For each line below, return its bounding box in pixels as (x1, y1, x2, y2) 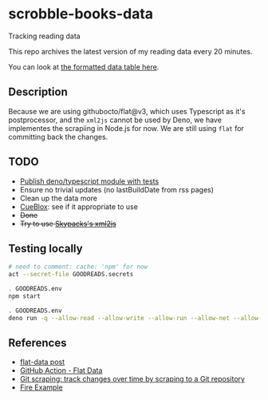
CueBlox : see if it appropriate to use (19, 201, 138, 212)
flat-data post (19, 357, 65, 367)
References (8, 336, 67, 350)
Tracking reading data (8, 31, 81, 41)
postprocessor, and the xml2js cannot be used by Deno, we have (8, 115, 222, 125)
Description (8, 85, 68, 99)
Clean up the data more (19, 193, 98, 203)
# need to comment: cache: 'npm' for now (8, 263, 148, 271)
